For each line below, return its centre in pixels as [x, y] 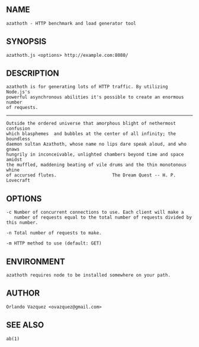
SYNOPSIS [26, 42]
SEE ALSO [25, 325]
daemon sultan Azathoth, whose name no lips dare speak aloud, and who [96, 144]
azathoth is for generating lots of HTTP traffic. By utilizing [87, 87]
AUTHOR [23, 293]
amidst [14, 160]
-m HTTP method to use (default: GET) [54, 243]
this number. [22, 223]
